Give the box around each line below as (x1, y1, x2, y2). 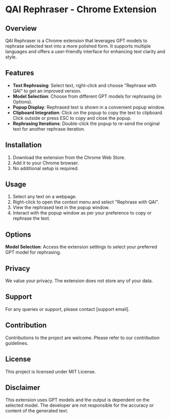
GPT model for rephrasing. (5, 249, 61, 256)
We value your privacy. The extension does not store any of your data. (5, 278, 153, 284)
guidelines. (5, 340, 29, 346)
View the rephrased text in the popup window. (12, 204, 110, 211)
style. (5, 54, 17, 60)
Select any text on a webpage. (12, 194, 77, 200)
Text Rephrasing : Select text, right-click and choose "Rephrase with (12, 82, 157, 88)
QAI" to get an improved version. (12, 88, 82, 94)
